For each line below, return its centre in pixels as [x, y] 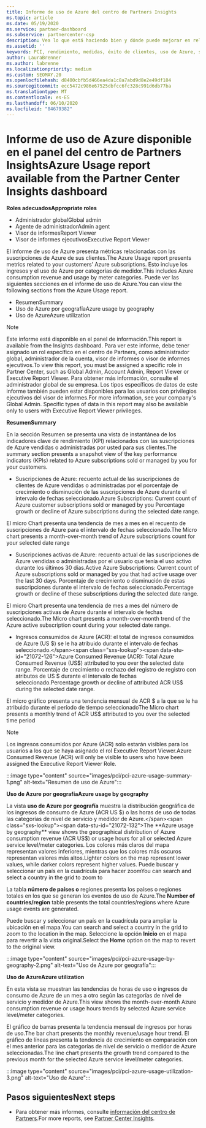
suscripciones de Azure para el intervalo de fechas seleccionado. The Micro [102, 530]
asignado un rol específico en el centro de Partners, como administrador [98, 352]
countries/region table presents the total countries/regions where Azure [98, 903]
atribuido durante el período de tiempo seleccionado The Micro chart [93, 708]
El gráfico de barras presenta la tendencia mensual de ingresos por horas [99, 1027]
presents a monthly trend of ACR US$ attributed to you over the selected [98, 714]
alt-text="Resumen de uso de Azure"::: [73, 782]
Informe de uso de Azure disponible [99, 139]
